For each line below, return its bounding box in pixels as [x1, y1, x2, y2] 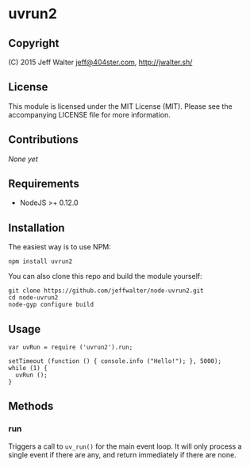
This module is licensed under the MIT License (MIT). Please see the [8, 101, 233, 111]
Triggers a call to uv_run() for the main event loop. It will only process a [8, 442, 242, 451]
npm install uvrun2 [8, 257, 73, 266]
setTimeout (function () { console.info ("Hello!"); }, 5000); [8, 357, 222, 365]
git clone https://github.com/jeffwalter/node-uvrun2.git [8, 287, 204, 295]
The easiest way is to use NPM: [8, 242, 111, 252]
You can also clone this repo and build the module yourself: [8, 272, 202, 281]
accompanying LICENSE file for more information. [8, 110, 171, 119]
